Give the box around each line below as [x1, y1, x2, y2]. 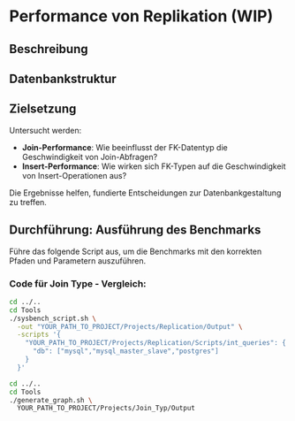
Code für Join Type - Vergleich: [9, 277, 147, 289]
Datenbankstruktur [9, 71, 117, 86]
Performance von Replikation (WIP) [9, 6, 274, 27]
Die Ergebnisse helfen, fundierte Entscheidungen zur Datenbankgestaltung [9, 188, 282, 198]
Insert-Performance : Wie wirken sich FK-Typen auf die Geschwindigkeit [21, 161, 286, 172]
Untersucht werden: [9, 125, 82, 135]
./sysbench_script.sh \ [9, 314, 97, 323]
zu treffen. [9, 196, 47, 207]
